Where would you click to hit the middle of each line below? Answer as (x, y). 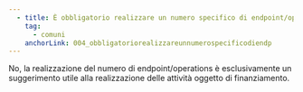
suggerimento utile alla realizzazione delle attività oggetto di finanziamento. (149, 78)
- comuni (49, 34)
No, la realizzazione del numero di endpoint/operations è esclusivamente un (150, 69)
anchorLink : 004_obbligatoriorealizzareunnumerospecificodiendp (148, 43)
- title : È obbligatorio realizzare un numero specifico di (132, 18)
